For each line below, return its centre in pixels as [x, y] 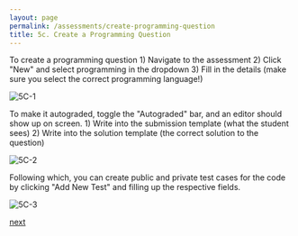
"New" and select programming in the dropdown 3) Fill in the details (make [148, 69]
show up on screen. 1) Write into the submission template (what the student [149, 123]
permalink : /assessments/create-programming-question [113, 26]
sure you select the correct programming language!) [106, 79]
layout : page [34, 18]
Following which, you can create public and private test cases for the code [148, 177]
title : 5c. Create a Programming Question [90, 34]
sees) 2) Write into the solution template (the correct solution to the [134, 133]
